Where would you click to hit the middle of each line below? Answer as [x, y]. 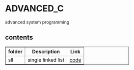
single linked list [46, 60]
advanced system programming [37, 22]
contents [19, 37]
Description [46, 51]
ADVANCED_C [34, 9]
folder [15, 51]
